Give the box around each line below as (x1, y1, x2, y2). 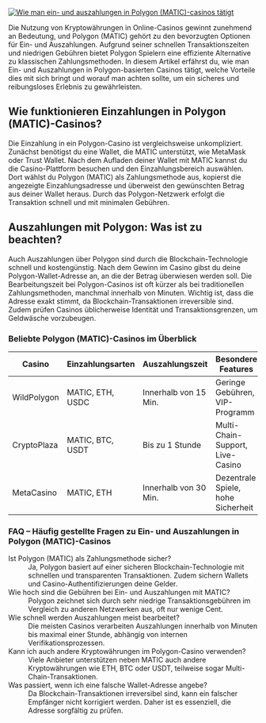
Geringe (215, 377, 245, 388)
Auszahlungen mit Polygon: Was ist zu (8, 221, 203, 234)
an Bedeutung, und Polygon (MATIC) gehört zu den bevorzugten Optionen (8, 32, 251, 41)
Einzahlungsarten (66, 358, 135, 369)
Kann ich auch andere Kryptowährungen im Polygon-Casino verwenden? (8, 647, 247, 656)
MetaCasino (12, 487, 58, 498)
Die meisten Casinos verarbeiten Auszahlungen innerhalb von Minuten (28, 621, 258, 631)
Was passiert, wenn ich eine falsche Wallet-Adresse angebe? (8, 680, 207, 690)
